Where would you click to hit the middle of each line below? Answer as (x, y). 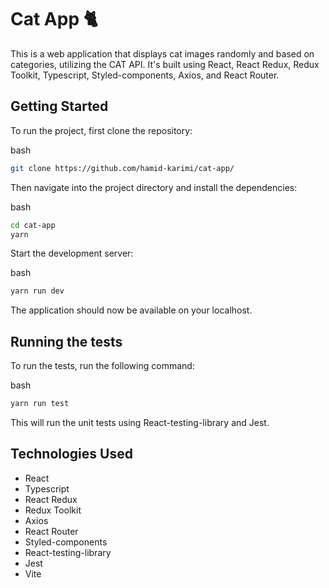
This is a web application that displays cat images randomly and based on (162, 53)
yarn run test (40, 404)
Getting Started (59, 106)
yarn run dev (37, 291)
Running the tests (66, 341)
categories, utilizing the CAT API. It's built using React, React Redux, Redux (165, 64)
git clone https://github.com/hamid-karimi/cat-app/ (122, 168)
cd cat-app (33, 225)
